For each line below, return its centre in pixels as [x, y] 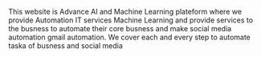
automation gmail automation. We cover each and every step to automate [130, 37]
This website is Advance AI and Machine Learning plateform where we [125, 12]
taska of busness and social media [65, 46]
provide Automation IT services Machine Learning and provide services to [131, 20]
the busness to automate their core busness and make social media [120, 28]
